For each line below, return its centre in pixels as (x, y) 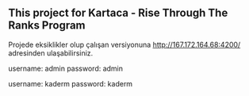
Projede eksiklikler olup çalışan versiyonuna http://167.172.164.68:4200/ (125, 44)
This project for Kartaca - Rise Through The (118, 13)
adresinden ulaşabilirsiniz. (51, 53)
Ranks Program (47, 26)
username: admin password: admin (66, 68)
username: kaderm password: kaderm (71, 83)
